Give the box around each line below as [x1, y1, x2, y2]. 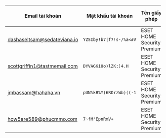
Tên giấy [141, 9, 162, 16]
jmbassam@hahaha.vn [7, 89, 61, 96]
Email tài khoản [24, 12, 62, 19]
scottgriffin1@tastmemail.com [7, 63, 78, 69]
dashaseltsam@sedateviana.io [7, 36, 79, 43]
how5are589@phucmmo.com [7, 116, 78, 122]
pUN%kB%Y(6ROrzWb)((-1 [83, 90, 137, 95]
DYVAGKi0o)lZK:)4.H [83, 64, 129, 69]
